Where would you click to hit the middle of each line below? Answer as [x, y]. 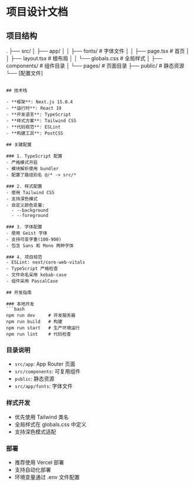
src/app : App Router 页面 [45, 364]
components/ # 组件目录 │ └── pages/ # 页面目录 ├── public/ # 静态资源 [95, 66]
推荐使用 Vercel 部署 [39, 462]
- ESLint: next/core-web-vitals [46, 262]
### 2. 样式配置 [24, 186]
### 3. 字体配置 [24, 227]
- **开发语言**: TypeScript [39, 114]
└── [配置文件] [24, 73]
